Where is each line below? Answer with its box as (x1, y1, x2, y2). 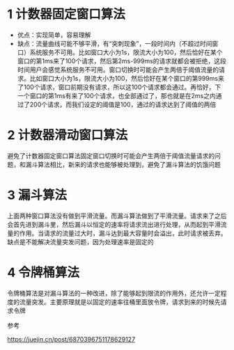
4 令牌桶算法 (7, 265, 80, 280)
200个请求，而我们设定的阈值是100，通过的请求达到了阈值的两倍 (29, 100, 217, 109)
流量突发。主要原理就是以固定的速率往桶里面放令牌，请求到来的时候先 (19, 297, 221, 306)
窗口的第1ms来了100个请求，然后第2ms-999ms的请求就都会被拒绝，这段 (17, 56, 226, 65)
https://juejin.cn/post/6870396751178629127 (7, 335, 136, 343)
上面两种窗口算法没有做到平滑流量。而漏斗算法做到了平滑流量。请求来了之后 (7, 212, 227, 220)
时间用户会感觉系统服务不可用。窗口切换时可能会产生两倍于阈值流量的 (17, 65, 219, 74)
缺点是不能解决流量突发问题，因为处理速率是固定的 (7, 237, 154, 246)
